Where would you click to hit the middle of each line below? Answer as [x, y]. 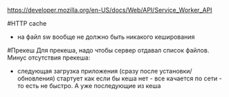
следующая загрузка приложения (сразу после [88, 71]
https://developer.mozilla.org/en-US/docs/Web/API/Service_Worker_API [110, 10]
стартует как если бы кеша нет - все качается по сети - [139, 78]
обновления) [36, 78]
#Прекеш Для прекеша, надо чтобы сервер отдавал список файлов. [108, 50]
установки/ [175, 71]
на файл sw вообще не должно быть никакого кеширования [106, 37]
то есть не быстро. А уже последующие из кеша [89, 86]
